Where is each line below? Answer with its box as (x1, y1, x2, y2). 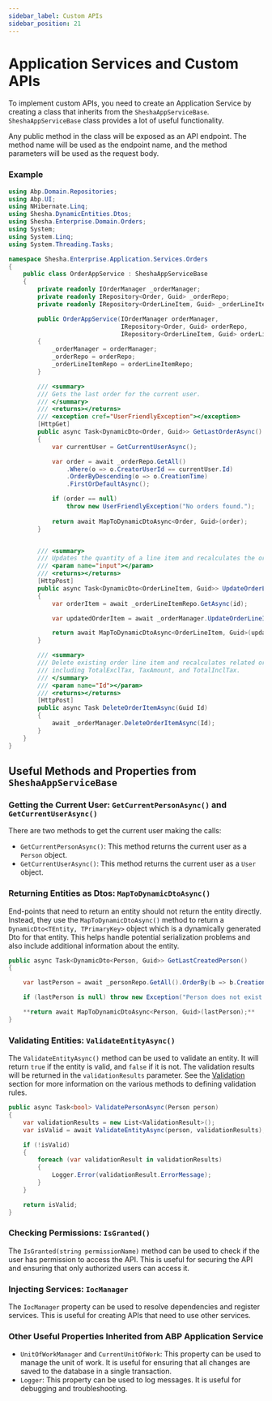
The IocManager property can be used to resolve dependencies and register (8, 1302, 261, 1312)
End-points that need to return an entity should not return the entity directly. (8, 906, 261, 916)
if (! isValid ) (23, 1140, 70, 1149)
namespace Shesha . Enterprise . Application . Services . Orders (8, 255, 208, 263)
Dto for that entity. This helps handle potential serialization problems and (8, 932, 251, 942)
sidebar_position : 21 (8, 19, 82, 28)
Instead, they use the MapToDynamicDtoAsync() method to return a (8, 915, 224, 924)
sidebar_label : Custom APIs (8, 11, 104, 20)
